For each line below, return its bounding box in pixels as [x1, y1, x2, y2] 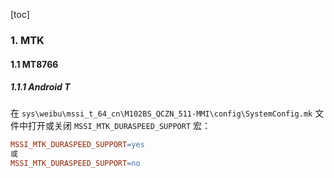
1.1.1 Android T [10, 81, 71, 93]
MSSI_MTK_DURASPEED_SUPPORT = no [10, 159, 141, 169]
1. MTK [10, 33, 45, 47]
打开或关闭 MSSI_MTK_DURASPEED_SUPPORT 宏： [27, 120, 212, 132]
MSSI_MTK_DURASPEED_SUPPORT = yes [10, 140, 145, 150]
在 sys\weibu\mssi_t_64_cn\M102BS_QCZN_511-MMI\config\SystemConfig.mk [10, 107, 313, 119]
